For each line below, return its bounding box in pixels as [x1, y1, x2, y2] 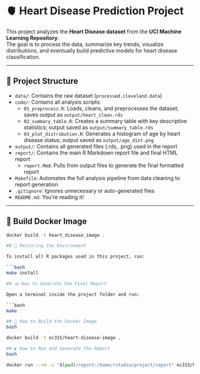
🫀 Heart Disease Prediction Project [6, 4, 184, 18]
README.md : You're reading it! [14, 193, 85, 200]
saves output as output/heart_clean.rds [23, 111, 123, 118]
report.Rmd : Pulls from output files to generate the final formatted [23, 162, 184, 169]
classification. [6, 53, 40, 60]
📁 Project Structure [6, 76, 79, 86]
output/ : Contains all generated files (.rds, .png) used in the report [14, 143, 177, 150]
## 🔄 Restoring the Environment [6, 243, 86, 249]
